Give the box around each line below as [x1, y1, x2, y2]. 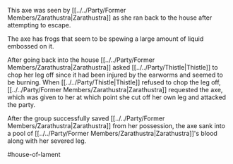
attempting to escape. [7, 21, 71, 29]
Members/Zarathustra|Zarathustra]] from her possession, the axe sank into [7, 122, 226, 130]
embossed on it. [7, 42, 54, 50]
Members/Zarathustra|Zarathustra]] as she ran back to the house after [7, 13, 213, 22]
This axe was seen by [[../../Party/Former [7, 6, 126, 14]
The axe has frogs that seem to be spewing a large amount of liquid [7, 34, 204, 43]
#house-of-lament [7, 151, 61, 158]
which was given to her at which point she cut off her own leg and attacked [7, 93, 227, 101]
